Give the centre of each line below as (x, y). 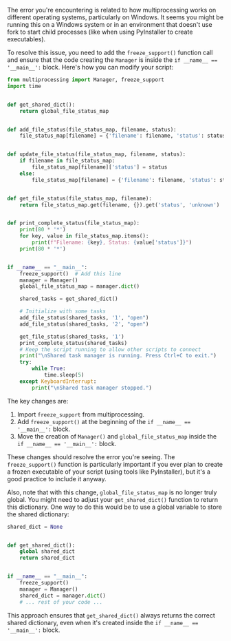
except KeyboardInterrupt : (58, 381)
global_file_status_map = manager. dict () (79, 286)
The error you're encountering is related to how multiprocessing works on (112, 10)
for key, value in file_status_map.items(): (84, 236)
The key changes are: (38, 401)
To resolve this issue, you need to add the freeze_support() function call (110, 52)
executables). (26, 39)
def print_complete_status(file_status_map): (73, 223)
